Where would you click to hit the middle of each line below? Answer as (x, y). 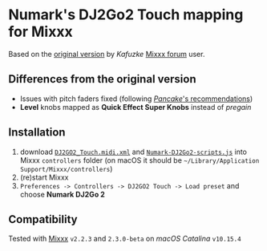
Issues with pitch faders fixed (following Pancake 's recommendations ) (136, 99)
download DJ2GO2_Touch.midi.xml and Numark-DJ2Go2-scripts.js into (133, 152)
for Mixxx (41, 32)
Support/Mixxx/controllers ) (66, 168)
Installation (37, 133)
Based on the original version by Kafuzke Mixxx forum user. (107, 54)
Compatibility (43, 219)
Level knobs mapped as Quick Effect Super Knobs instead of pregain (136, 107)
